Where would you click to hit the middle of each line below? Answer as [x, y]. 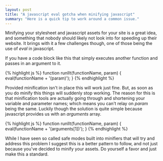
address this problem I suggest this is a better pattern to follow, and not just [81, 144]
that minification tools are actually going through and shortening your [75, 98]
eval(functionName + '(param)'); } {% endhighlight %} [60, 78]
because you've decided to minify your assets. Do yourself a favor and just [81, 149]
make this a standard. [27, 154]
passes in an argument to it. [33, 63]
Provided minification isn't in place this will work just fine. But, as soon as [79, 88]
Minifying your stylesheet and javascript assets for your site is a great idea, [81, 33]
